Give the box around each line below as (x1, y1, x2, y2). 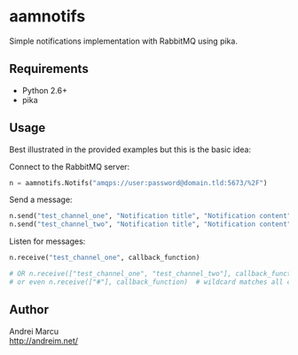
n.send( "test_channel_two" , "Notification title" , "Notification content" (9, 220, 292, 229)
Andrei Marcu (9, 326, 59, 336)
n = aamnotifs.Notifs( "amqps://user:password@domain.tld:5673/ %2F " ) (9, 178, 268, 188)
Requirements (9, 61, 89, 77)
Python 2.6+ (21, 85, 68, 95)
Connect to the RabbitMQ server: (9, 161, 130, 172)
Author (9, 303, 49, 318)
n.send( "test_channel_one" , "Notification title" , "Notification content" (9, 212, 292, 221)
